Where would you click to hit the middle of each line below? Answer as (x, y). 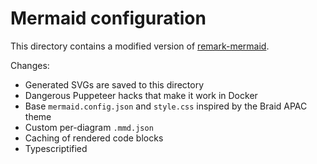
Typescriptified (56, 148)
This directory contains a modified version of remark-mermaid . (140, 46)
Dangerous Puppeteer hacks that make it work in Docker (141, 95)
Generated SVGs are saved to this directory (114, 84)
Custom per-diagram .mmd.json (89, 127)
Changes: (30, 65)
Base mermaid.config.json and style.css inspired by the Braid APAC (166, 106)
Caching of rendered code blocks (94, 138)
